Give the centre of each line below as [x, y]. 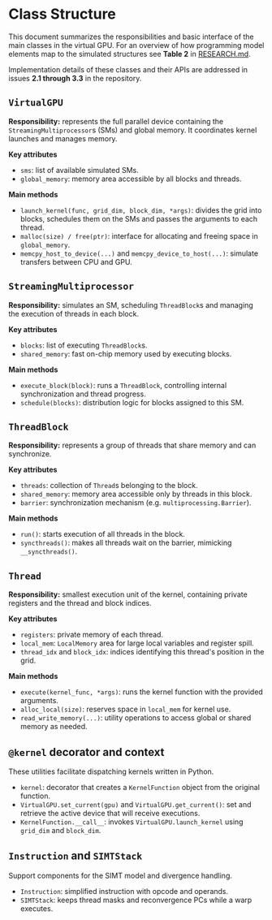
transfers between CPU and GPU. [76, 261]
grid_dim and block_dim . [60, 830]
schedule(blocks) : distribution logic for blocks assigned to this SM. [132, 402]
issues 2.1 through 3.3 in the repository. [75, 78]
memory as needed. [54, 727]
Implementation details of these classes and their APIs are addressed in [128, 69]
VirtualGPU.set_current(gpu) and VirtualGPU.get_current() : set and [136, 804]
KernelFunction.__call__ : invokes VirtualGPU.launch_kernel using [132, 822]
